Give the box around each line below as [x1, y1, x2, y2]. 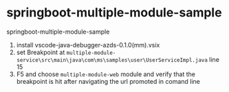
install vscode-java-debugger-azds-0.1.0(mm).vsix [16, 41, 160, 49]
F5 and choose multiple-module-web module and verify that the [16, 70, 195, 78]
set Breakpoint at [16, 48, 65, 56]
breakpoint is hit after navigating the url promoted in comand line [16, 77, 201, 85]
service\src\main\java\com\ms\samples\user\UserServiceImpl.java [16, 56, 208, 63]
